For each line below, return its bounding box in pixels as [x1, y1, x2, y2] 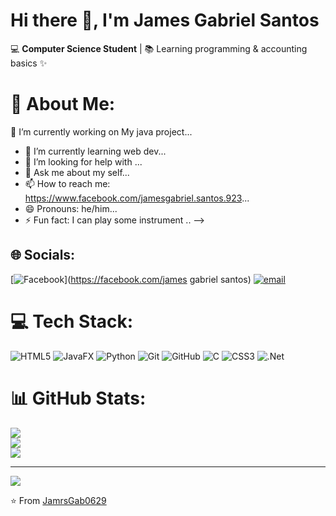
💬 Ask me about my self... [24, 166, 130, 178]
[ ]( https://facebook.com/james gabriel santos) [10, 273, 252, 285]
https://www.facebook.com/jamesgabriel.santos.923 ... [24, 192, 250, 204]
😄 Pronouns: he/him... [24, 202, 118, 214]
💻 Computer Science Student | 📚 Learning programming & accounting [10, 42, 308, 54]
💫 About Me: [10, 93, 116, 116]
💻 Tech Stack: [10, 310, 134, 333]
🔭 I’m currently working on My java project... [10, 125, 193, 138]
